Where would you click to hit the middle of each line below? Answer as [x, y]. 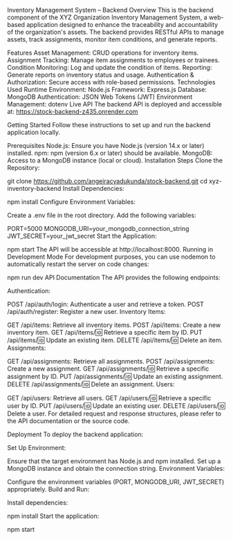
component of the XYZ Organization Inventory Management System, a [107, 17]
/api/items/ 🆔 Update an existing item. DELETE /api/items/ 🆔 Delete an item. [115, 340]
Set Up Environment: [37, 448]
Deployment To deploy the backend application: [75, 434]
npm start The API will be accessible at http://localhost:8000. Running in [110, 249]
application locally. [34, 132]
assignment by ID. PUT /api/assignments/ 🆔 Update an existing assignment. [115, 376]
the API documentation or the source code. [68, 421]
